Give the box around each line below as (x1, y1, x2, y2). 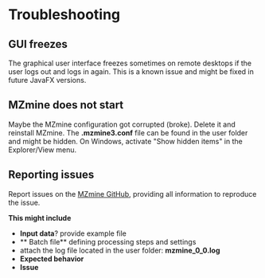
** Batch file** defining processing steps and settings (19, 237, 197, 246)
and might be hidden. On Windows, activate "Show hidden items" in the (8, 136, 243, 146)
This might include (8, 213, 72, 222)
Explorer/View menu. (8, 145, 77, 155)
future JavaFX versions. (8, 76, 87, 84)
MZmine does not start (8, 98, 124, 112)
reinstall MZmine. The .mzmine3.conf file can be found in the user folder (8, 127, 248, 137)
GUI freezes (8, 37, 68, 51)
